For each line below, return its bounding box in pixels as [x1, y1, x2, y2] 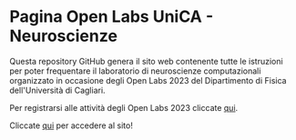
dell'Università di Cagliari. [9, 85, 107, 95]
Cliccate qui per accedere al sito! [9, 120, 134, 131]
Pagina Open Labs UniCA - [9, 6, 214, 27]
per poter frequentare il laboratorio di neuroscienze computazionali [9, 65, 261, 76]
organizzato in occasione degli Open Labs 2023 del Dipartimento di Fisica [9, 75, 287, 85]
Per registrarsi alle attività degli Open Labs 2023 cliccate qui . [9, 102, 239, 113]
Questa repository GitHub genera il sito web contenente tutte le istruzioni [9, 55, 284, 66]
